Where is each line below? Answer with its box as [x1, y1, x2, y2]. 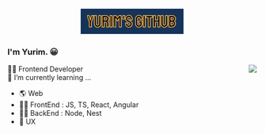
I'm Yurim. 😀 [7, 46, 59, 57]
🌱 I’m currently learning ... [7, 73, 92, 82]
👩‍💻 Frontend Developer [7, 64, 84, 74]
